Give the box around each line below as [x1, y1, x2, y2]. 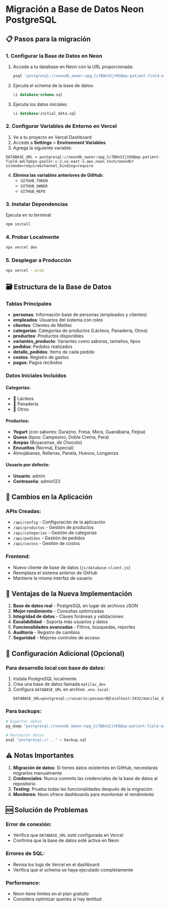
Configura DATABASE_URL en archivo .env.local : [13, 686, 110, 692]
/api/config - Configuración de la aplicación [13, 519, 106, 525]
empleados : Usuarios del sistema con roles [13, 317, 103, 323]
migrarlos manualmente [13, 770, 62, 776]
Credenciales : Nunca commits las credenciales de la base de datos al [13, 775, 158, 781]
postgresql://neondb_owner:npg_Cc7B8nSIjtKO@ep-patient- [39, 154, 161, 159]
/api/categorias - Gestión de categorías [13, 530, 97, 536]
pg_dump [6, 723, 22, 729]
